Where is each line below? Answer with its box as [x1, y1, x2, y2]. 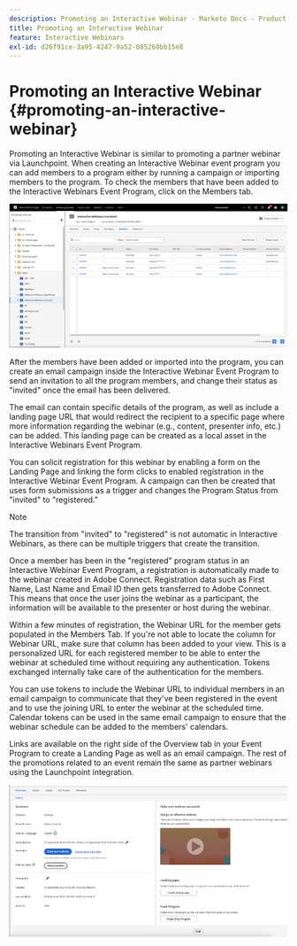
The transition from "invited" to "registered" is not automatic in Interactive [9, 529, 278, 539]
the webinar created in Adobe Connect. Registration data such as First [9, 574, 265, 585]
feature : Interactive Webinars [9, 33, 125, 42]
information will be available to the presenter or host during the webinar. [9, 602, 271, 613]
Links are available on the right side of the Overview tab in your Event [9, 739, 263, 749]
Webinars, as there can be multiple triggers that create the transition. [9, 539, 261, 549]
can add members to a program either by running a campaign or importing [9, 167, 280, 178]
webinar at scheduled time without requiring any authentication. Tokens [9, 657, 270, 668]
